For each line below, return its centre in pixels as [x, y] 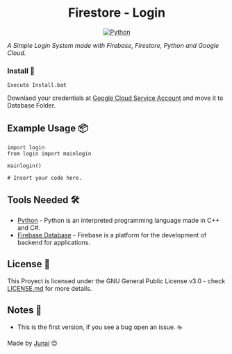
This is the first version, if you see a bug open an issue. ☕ [100, 327]
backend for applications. [53, 242]
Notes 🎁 [25, 310]
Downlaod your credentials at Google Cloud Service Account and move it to [115, 98]
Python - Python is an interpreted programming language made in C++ [118, 220]
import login [26, 148]
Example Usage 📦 [48, 128]
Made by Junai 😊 [32, 343]
